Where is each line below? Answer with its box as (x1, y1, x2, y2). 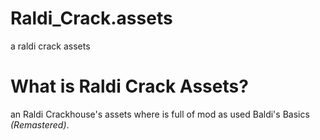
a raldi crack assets (10, 40, 91, 52)
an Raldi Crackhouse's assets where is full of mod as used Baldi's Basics (10, 108, 310, 120)
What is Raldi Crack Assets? (10, 75, 249, 98)
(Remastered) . (10, 118, 70, 131)
